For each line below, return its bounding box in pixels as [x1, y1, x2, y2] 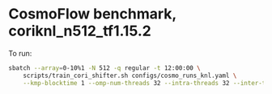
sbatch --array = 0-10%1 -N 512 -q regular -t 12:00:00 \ [8, 63, 201, 72]
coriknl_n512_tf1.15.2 [8, 22, 151, 40]
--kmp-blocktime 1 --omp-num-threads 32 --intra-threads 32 [23, 79, 230, 87]
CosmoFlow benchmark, [8, 5, 176, 23]
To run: [8, 48, 32, 58]
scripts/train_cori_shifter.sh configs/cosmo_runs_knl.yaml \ [23, 72, 237, 80]
